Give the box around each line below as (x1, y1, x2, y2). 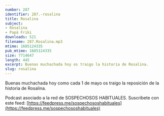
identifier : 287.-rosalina (5, 12, 61, 17)
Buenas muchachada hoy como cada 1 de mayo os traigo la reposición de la (5, 80, 159, 86)
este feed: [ (5, 100, 29, 106)
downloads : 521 (5, 35, 36, 40)
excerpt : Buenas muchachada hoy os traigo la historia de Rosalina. (5, 62, 149, 67)
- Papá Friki (5, 30, 32, 35)
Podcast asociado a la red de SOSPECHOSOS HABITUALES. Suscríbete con (5, 95, 159, 101)
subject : (5, 21, 23, 26)
